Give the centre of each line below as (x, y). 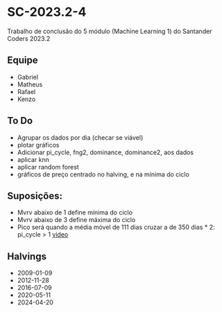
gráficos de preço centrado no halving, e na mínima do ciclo (103, 174)
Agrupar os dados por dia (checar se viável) (80, 137)
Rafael (26, 91)
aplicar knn (33, 159)
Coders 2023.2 (29, 38)
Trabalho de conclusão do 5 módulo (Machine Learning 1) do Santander (110, 31)
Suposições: (35, 195)
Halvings (27, 256)
